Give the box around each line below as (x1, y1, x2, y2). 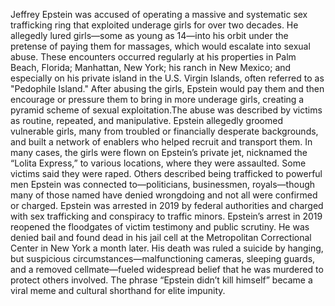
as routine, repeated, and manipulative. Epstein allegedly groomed (10, 115, 283, 126)
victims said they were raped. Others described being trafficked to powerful (10, 168, 323, 179)
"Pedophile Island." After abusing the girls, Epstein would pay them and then (10, 83, 325, 94)
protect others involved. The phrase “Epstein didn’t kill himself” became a (10, 274, 313, 286)
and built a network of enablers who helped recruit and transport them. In (10, 136, 313, 148)
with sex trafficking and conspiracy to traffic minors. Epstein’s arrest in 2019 (10, 210, 323, 222)
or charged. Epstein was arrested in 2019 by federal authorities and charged (10, 200, 324, 211)
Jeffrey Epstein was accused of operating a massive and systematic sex (10, 9, 308, 20)
